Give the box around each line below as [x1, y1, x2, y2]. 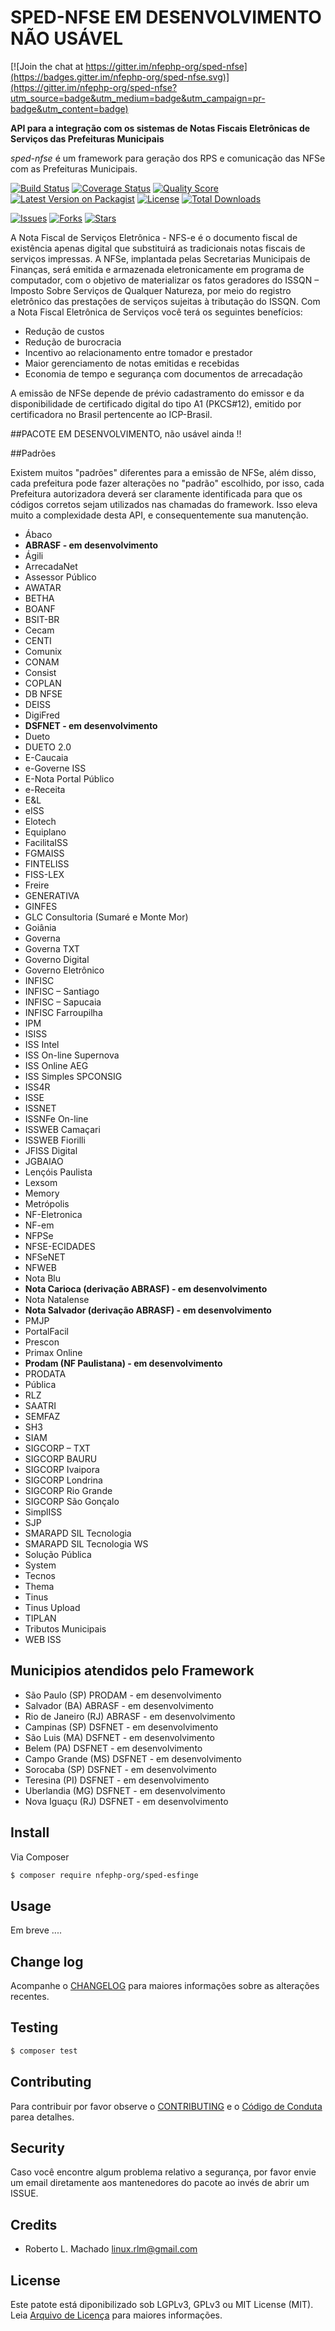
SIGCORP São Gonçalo [24, 1495, 120, 1507]
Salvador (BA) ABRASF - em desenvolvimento [24, 1699, 214, 1711]
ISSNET [24, 1102, 57, 1114]
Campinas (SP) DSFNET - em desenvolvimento [24, 1721, 219, 1733]
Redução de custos [24, 325, 105, 337]
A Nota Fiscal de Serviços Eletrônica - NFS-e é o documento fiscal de [10, 231, 298, 243]
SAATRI [24, 1399, 57, 1411]
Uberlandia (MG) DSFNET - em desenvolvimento [24, 1784, 226, 1796]
